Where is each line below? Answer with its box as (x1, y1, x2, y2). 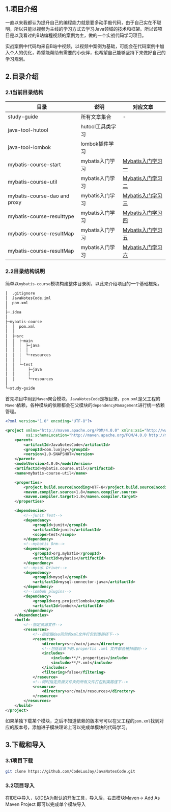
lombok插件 (80, 140, 109, 147)
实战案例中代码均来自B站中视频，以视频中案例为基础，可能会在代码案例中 (5, 43, 160, 49)
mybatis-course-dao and (8, 192, 70, 199)
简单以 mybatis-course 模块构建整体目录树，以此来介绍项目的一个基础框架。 (5, 280, 162, 286)
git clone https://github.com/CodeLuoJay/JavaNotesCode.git (5, 769, 136, 774)
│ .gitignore (5, 290, 36, 296)
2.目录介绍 (5, 72, 39, 81)
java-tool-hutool (8, 126, 48, 133)
